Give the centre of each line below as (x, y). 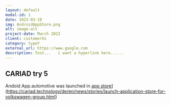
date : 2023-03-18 (24, 19)
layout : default (22, 10)
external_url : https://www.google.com (46, 48)
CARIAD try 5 (27, 73)
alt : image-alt (21, 29)
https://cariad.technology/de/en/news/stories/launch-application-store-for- (86, 91)
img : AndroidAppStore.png (33, 24)
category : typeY (22, 44)
